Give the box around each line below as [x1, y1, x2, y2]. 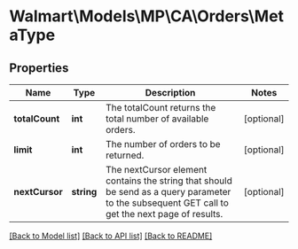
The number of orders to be [105, 138, 221, 150]
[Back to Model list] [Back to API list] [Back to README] [9, 230, 213, 241]
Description [145, 87, 196, 98]
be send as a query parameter [105, 186, 231, 198]
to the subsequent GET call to [105, 197, 229, 209]
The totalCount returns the [105, 102, 216, 113]
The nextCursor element [105, 164, 208, 175]
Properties [9, 60, 69, 75]
